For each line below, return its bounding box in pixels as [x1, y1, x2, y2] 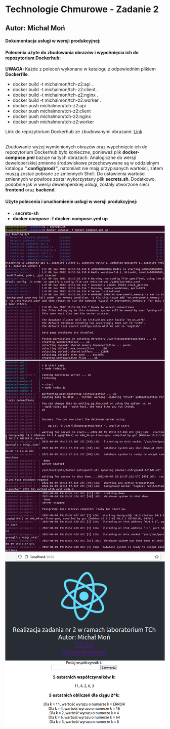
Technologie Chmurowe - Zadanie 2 [5, 4, 159, 15]
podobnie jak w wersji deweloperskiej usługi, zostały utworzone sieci [5, 181, 149, 188]
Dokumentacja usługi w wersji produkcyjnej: [5, 38, 101, 44]
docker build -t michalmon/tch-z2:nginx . [12, 92, 99, 98]
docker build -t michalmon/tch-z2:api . [12, 81, 94, 87]
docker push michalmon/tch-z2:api [12, 103, 86, 109]
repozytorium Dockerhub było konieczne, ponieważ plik [5, 149, 121, 155]
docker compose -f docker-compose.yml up [12, 215, 108, 221]
